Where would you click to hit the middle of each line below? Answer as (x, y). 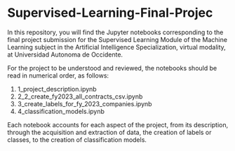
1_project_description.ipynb (57, 89)
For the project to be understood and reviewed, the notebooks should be (112, 68)
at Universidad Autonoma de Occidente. (65, 55)
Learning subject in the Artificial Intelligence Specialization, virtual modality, (116, 47)
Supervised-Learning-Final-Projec (110, 13)
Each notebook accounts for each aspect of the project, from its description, (118, 124)
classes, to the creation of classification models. (77, 139)
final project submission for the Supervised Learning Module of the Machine (117, 39)
